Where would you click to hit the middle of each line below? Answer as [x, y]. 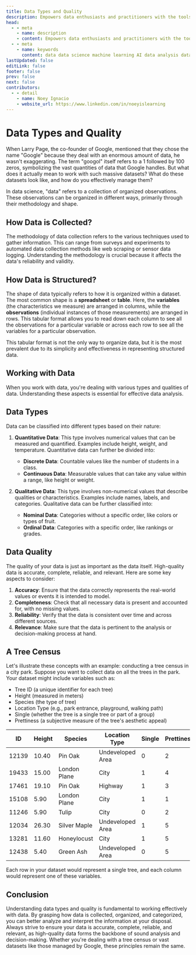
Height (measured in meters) [49, 696]
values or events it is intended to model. [62, 596]
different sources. [36, 621]
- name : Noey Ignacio [43, 98]
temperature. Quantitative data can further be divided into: [85, 450]
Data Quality [29, 552]
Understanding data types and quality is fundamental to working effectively [97, 909]
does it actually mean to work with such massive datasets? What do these [95, 174]
